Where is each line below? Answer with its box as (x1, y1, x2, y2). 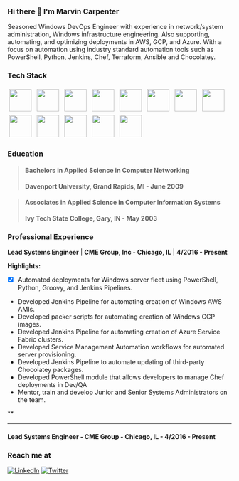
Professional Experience (7, 231, 94, 241)
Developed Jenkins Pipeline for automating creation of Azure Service (17, 327, 221, 337)
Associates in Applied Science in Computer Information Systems (24, 199, 221, 207)
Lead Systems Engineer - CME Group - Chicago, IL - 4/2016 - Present (7, 432, 216, 440)
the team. (17, 396, 46, 404)
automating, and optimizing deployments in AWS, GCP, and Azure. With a (7, 38, 222, 46)
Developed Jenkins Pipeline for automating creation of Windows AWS (17, 297, 223, 306)
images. (17, 320, 41, 329)
